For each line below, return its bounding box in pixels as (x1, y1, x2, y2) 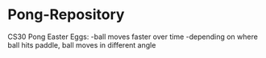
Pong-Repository (7, 6, 125, 24)
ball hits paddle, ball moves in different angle (7, 40, 156, 49)
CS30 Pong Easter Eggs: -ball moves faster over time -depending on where (7, 32, 259, 41)
